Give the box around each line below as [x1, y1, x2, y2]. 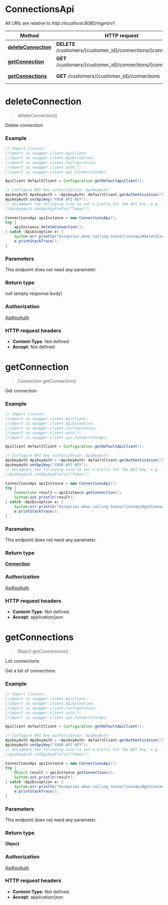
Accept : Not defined [12, 344, 55, 350]
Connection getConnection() [17, 378, 76, 384]
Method [19, 32, 39, 39]
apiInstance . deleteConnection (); [14, 224, 84, 230]
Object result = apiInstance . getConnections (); [14, 770, 115, 775]
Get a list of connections [5, 667, 56, 673]
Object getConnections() [17, 648, 69, 654]
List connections [5, 658, 39, 664]
